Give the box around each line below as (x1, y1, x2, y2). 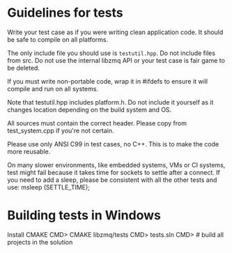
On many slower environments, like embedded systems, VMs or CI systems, (7, 160, 226, 169)
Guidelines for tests (7, 5, 123, 21)
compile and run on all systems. (7, 84, 99, 93)
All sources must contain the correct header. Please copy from (7, 118, 187, 127)
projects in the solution (7, 238, 73, 246)
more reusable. (7, 147, 51, 155)
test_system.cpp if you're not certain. (7, 126, 114, 135)
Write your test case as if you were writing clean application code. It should (7, 28, 224, 36)
